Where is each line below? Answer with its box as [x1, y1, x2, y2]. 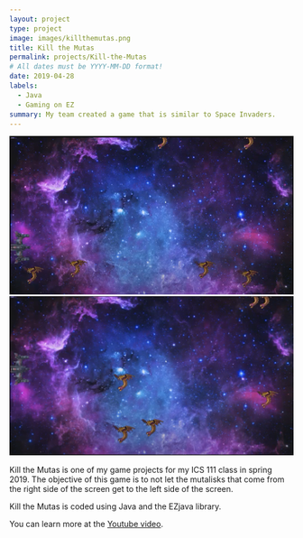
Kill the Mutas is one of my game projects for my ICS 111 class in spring [9, 464, 272, 475]
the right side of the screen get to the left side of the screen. [9, 483, 234, 494]
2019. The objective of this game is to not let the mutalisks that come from [9, 474, 285, 485]
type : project [9, 23, 63, 33]
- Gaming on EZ [17, 100, 75, 109]
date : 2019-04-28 [9, 72, 75, 81]
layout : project [9, 14, 70, 23]
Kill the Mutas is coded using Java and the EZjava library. [9, 501, 222, 512]
